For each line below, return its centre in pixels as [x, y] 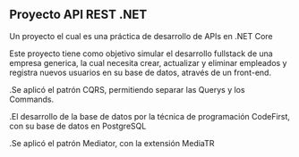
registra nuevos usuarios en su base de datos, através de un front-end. [140, 72]
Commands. [32, 99]
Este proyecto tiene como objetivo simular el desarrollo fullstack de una [141, 54]
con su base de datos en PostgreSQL [78, 126]
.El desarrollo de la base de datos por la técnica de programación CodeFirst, [150, 116]
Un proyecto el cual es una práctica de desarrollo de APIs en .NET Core [141, 36]
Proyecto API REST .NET [78, 15]
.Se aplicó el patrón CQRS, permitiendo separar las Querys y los [127, 89]
